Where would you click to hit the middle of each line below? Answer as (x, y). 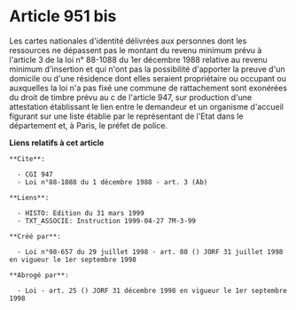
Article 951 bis (63, 16)
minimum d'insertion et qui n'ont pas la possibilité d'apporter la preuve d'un (147, 69)
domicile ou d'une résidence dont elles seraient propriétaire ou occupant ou (148, 78)
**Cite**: (27, 159)
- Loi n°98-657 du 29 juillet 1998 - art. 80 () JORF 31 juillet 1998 (150, 252)
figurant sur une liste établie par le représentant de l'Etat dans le (126, 116)
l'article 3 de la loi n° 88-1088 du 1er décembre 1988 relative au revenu (138, 59)
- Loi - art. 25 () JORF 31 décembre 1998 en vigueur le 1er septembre (152, 291)
